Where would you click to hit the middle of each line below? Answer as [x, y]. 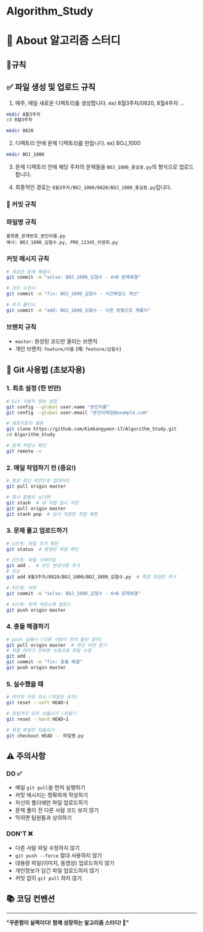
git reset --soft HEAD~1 [37, 703]
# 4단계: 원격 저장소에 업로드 [39, 604]
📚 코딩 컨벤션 [31, 898]
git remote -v [24, 451]
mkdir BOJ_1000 [25, 155]
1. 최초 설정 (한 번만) [34, 388]
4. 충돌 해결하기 [28, 626]
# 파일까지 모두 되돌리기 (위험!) [42, 714]
